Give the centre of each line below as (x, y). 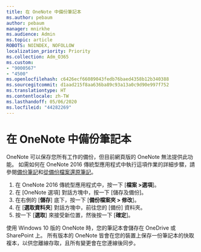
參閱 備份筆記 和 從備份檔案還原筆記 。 (51, 172)
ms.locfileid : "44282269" (39, 107)
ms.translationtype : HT (36, 91)
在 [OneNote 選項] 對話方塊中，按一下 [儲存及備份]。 (81, 192)
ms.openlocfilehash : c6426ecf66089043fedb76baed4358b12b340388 (88, 79)
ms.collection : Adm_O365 (38, 57)
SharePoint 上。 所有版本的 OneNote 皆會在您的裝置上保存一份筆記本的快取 (100, 236)
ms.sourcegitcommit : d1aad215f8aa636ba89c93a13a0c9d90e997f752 (88, 85)
